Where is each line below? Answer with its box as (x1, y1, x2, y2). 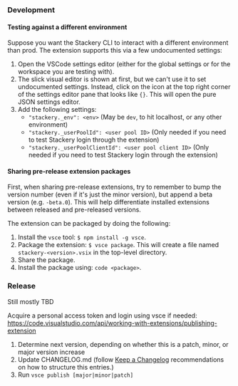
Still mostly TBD (7, 297, 54, 306)
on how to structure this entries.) (17, 362, 114, 371)
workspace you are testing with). (17, 68, 115, 76)
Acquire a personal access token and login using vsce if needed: (7, 311, 197, 320)
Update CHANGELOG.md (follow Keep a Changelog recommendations (17, 355, 224, 364)
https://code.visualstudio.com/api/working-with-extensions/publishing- (7, 318, 217, 327)
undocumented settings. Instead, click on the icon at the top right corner (17, 83, 231, 91)
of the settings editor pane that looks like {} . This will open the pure (17, 90, 217, 99)
